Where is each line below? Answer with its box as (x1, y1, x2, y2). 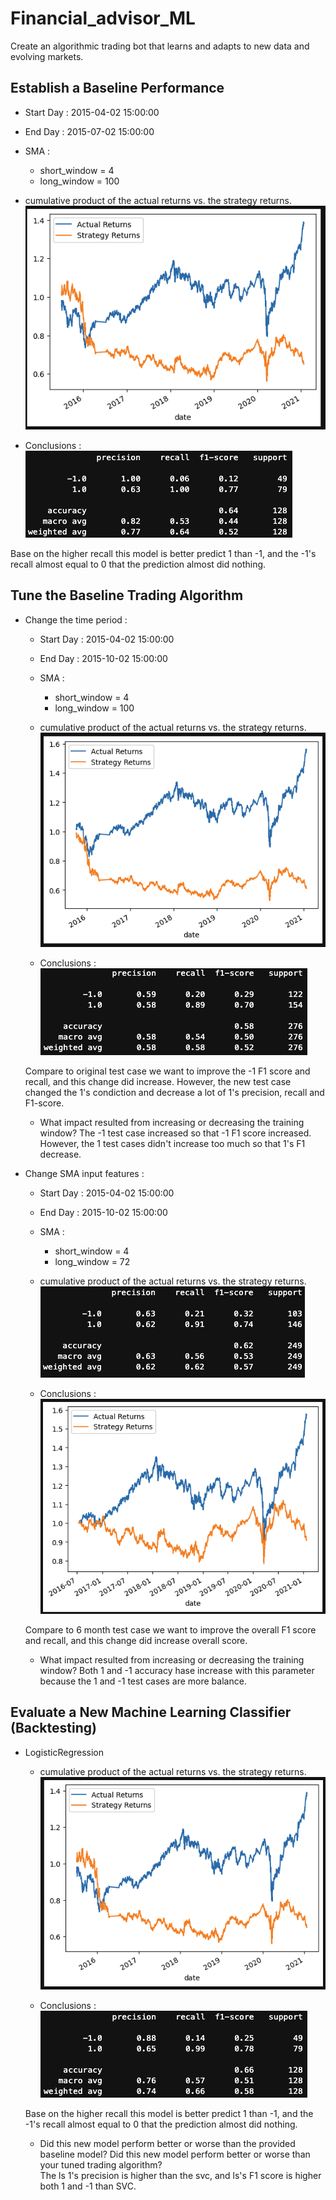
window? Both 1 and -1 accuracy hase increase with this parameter (39, 1664, 315, 1676)
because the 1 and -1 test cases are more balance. (39, 1675, 247, 1687)
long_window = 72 (54, 1255, 131, 1267)
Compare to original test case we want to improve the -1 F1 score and (24, 1065, 311, 1077)
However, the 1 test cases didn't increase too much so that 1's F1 (39, 1137, 306, 1149)
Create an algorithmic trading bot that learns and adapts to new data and (10, 40, 310, 52)
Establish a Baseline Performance (10, 80, 225, 97)
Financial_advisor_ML (10, 7, 196, 30)
